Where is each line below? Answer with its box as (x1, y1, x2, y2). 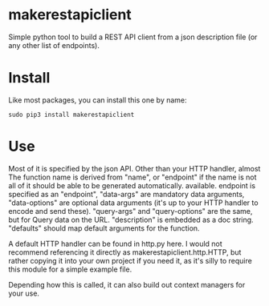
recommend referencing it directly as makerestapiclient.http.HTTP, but (8, 247, 242, 257)
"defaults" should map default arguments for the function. (8, 223, 200, 233)
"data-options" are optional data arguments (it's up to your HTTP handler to (8, 198, 259, 207)
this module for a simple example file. (8, 264, 132, 274)
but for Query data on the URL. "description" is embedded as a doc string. (8, 215, 255, 224)
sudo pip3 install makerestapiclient (8, 111, 135, 119)
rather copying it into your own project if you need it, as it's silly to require (8, 256, 253, 265)
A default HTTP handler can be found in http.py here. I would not (8, 239, 222, 248)
